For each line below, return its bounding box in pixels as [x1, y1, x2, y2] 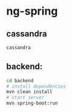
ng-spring [6, 4, 58, 18]
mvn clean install [6, 89, 53, 95]
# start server [6, 94, 45, 101]
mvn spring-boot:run [6, 100, 59, 107]
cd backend [6, 77, 34, 83]
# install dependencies [6, 83, 67, 89]
